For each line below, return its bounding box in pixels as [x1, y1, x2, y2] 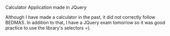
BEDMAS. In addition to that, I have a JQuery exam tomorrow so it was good [5, 20, 165, 25]
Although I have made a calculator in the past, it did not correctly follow [5, 14, 156, 20]
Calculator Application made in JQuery [5, 5, 87, 10]
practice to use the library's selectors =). [5, 25, 91, 31]
